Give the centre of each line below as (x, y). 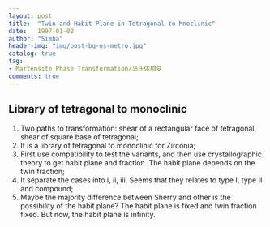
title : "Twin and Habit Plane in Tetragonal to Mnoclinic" (112, 24)
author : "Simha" (36, 39)
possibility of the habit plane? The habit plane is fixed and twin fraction (138, 206)
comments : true (34, 76)
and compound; (47, 189)
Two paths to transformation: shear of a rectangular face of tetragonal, (138, 128)
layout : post (30, 16)
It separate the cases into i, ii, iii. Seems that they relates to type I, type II (141, 180)
